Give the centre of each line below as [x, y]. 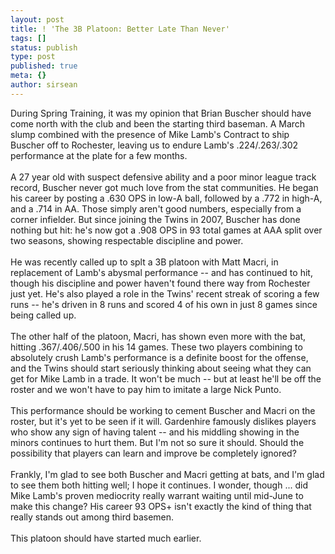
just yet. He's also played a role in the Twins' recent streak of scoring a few [165, 293]
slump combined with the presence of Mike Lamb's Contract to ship [150, 134]
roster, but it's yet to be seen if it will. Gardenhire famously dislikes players [163, 421]
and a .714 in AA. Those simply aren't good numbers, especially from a [156, 208]
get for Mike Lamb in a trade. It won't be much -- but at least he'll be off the [166, 378]
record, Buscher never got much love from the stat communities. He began [164, 187]
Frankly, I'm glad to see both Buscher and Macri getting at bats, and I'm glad [167, 474]
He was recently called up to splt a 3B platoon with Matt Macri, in [144, 262]
